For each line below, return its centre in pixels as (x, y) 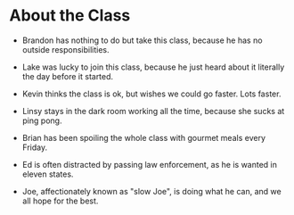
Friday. (34, 147)
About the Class (70, 16)
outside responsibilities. (65, 49)
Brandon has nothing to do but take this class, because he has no (142, 40)
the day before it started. (68, 76)
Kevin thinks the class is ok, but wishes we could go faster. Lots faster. (151, 94)
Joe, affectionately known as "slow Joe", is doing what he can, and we (152, 191)
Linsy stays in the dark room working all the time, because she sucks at (153, 111)
